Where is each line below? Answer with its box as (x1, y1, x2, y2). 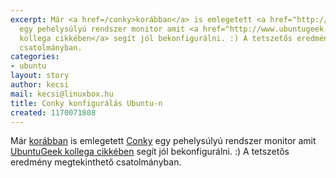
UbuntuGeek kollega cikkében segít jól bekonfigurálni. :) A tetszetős (10, 146, 290, 158)
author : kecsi (10, 80, 70, 90)
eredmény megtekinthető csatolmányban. (10, 156, 182, 168)
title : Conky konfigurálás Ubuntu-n (10, 98, 163, 108)
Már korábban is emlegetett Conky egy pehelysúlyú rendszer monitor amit (10, 135, 317, 147)
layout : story (10, 71, 70, 81)
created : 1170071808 (10, 107, 97, 118)
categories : (10, 52, 60, 62)
